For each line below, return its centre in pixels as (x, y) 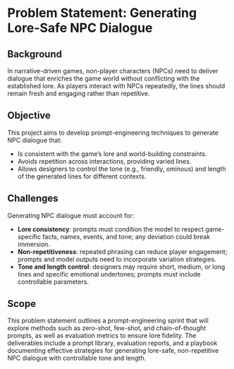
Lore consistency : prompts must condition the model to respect (111, 229)
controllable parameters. (53, 282)
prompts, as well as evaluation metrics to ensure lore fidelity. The (102, 336)
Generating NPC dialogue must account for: (71, 215)
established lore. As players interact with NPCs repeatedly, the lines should (116, 86)
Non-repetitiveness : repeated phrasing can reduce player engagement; (122, 251)
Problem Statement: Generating (102, 13)
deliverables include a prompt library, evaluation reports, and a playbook (112, 343)
